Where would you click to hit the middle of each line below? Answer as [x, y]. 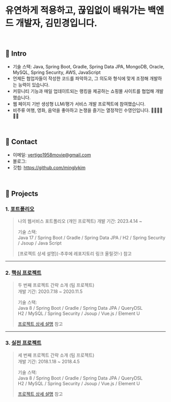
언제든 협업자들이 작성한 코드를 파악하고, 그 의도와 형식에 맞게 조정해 [80, 78]
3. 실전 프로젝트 [23, 343]
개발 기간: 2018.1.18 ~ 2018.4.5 [49, 361]
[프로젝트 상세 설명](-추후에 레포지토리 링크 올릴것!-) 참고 [75, 254]
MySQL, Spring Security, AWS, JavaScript [56, 72]
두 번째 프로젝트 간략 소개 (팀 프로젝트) [56, 285]
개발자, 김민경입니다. [56, 23]
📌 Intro [16, 54]
